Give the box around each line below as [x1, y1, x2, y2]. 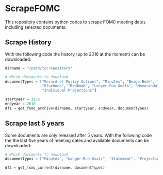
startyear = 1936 [5, 97, 40, 102]
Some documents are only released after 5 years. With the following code [5, 132, 152, 138]
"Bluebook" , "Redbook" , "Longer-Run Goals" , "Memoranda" [42, 84, 160, 88]
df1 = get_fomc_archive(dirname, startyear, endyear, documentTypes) [5, 105, 149, 111]
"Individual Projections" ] [42, 88, 97, 93]
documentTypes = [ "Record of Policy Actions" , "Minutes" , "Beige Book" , [5, 79, 155, 84]
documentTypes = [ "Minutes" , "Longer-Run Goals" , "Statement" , [5, 157, 136, 161]
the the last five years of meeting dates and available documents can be [5, 137, 149, 143]
